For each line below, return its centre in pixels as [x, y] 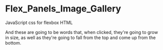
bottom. [13, 42]
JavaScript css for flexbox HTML [39, 22]
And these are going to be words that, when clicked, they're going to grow [82, 32]
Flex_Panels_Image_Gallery [63, 9]
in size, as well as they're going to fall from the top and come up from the [80, 37]
